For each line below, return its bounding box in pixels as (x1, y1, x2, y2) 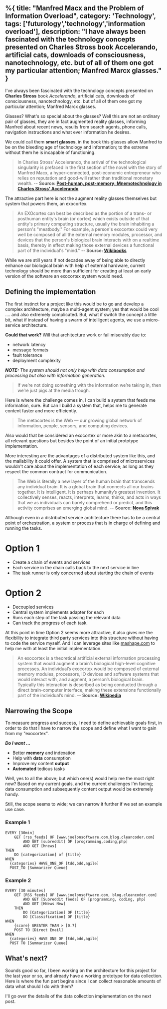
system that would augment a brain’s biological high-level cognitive (17, 660, 156, 666)
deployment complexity (12, 357, 61, 363)
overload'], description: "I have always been (5, 27, 146, 36)
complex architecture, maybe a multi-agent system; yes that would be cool (5, 306, 159, 312)
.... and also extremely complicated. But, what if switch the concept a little (5, 311, 157, 317)
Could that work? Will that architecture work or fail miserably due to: (5, 332, 147, 338)
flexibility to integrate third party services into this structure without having (5, 635, 159, 641)
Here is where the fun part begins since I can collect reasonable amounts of (5, 978, 161, 984)
